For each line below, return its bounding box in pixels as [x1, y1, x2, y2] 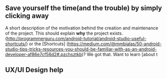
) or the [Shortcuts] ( [26, 41, 68, 47]
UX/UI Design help [5, 66, 64, 74]
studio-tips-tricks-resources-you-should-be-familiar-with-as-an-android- [5, 46, 157, 52]
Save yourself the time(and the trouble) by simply [5, 4, 163, 12]
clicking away [5, 12, 49, 20]
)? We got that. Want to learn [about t [81, 51, 158, 57]
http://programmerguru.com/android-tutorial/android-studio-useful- [6, 35, 147, 41]
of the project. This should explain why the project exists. [5, 30, 123, 36]
